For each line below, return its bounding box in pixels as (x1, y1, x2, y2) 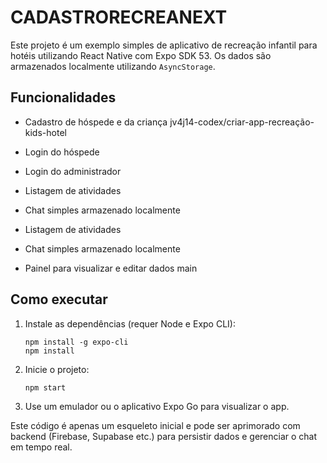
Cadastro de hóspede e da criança (24, 116, 168, 128)
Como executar (10, 291, 108, 308)
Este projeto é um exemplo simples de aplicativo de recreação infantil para (10, 39, 318, 51)
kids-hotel (24, 126, 67, 138)
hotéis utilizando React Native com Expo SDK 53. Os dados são (10, 49, 272, 61)
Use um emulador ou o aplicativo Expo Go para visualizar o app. (24, 400, 290, 412)
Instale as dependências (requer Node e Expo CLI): (24, 317, 236, 330)
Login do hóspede (24, 146, 100, 158)
